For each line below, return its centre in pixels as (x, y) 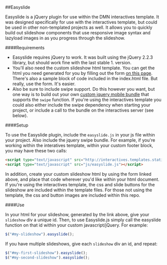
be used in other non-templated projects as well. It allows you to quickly (79, 27)
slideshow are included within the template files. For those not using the (79, 190)
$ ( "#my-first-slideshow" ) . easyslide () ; (46, 253)
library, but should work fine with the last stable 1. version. (72, 63)
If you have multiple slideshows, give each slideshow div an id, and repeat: (81, 244)
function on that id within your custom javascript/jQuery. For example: (77, 225)
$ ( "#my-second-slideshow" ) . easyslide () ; (48, 258)
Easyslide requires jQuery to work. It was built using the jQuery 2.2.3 (83, 57)
